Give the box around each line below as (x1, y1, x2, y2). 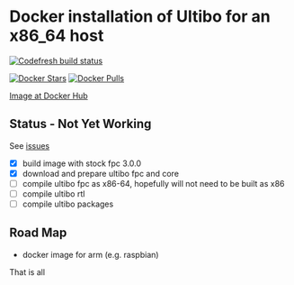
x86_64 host (9, 25, 104, 46)
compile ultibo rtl (22, 188, 85, 199)
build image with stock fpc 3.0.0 (22, 158, 142, 169)
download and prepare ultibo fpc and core (22, 168, 180, 179)
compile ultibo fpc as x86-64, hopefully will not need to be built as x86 (22, 178, 285, 188)
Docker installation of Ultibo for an (9, 6, 272, 27)
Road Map (9, 225, 67, 241)
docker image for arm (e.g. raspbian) (22, 249, 159, 260)
